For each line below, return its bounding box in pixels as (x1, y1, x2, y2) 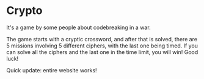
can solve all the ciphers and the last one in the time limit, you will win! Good (6, 48, 199, 55)
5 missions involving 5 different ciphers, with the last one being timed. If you (6, 42, 199, 49)
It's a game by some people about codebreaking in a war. (6, 24, 151, 31)
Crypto (6, 4, 43, 18)
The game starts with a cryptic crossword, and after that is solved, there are (6, 35, 197, 43)
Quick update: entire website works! (6, 66, 97, 74)
